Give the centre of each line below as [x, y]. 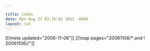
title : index [19, 14]
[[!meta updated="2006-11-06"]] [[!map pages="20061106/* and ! [75, 38]
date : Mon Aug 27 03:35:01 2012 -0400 [47, 19]
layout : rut [18, 24]
